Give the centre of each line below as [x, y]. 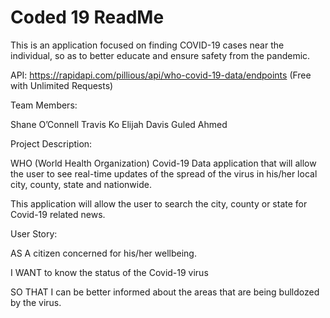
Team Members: [44, 105]
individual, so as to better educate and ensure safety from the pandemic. [160, 55]
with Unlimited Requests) [62, 85]
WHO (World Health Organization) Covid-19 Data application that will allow [163, 163]
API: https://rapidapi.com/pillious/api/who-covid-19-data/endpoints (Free [161, 75]
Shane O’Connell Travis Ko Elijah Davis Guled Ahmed [119, 124]
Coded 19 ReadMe [87, 17]
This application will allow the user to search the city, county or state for [159, 203]
